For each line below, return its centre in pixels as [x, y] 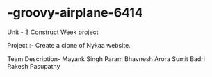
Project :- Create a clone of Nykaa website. [69, 45]
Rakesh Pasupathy [34, 66]
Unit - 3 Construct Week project [53, 32]
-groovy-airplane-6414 [75, 13]
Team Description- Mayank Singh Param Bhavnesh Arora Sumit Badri [106, 59]
